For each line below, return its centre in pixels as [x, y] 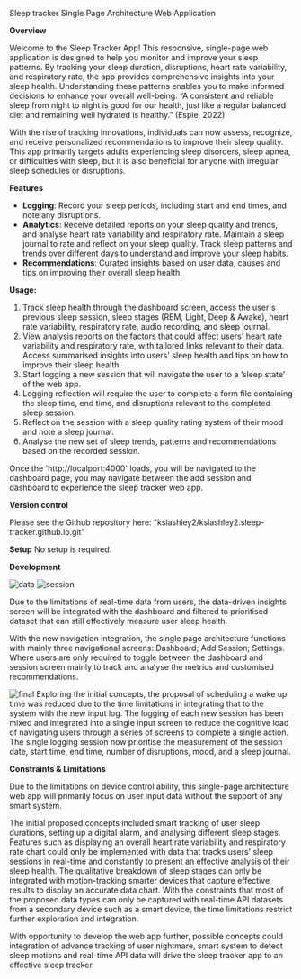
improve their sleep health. [72, 365]
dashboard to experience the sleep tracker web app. [106, 487]
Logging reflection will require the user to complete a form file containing [158, 394]
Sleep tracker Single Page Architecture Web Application [112, 13]
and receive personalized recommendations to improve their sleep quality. [146, 142]
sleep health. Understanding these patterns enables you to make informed [147, 86]
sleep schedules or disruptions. [67, 171]
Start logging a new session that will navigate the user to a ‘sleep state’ [154, 374]
